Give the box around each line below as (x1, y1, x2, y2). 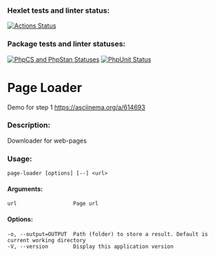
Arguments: (7, 185, 43, 193)
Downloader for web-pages (7, 136, 88, 145)
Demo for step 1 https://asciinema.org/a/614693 (7, 103, 146, 111)
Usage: (7, 154, 33, 164)
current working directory (7, 237, 86, 244)
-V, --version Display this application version (7, 243, 174, 250)
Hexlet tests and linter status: (7, 6, 110, 15)
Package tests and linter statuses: (7, 39, 126, 49)
